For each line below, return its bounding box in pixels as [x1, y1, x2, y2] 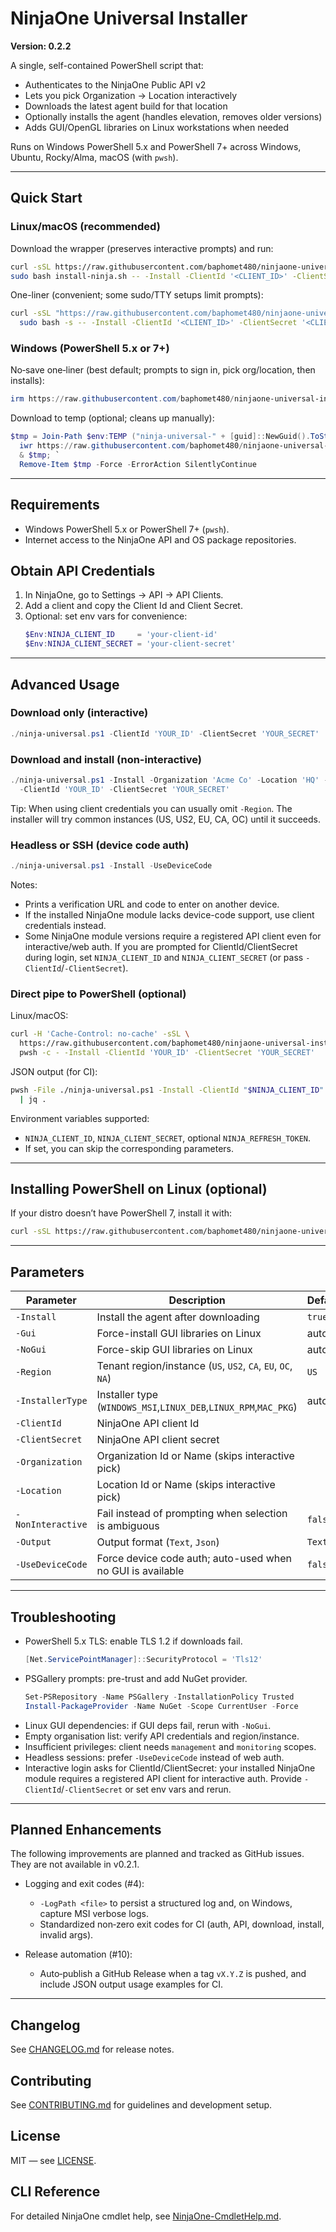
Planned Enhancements [10, 1821, 162, 1838]
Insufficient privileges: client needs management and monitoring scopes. [24, 1740, 317, 1752]
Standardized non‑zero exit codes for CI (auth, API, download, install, [39, 1918, 325, 1931]
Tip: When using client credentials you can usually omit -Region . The [10, 802, 293, 814]
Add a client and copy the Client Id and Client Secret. [24, 600, 243, 612]
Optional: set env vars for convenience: [24, 610, 188, 622]
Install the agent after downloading [96, 1310, 260, 1324]
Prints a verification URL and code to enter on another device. [24, 898, 280, 910]
